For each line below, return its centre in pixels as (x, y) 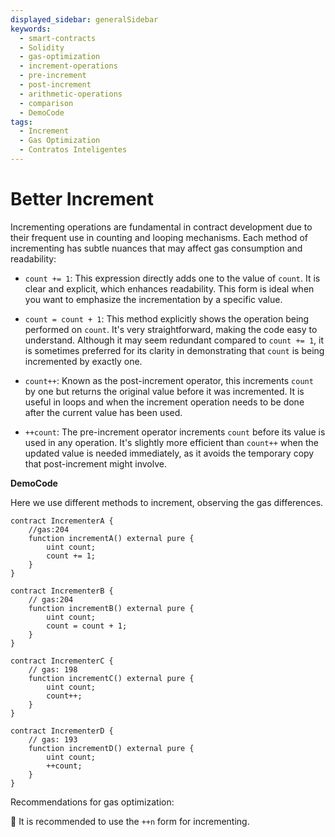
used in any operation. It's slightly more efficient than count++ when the (171, 442)
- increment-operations (68, 66)
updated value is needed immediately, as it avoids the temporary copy (169, 453)
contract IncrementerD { (62, 731)
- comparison (46, 103)
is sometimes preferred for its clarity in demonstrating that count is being (174, 350)
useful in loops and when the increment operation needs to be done (164, 402)
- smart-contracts (58, 38)
